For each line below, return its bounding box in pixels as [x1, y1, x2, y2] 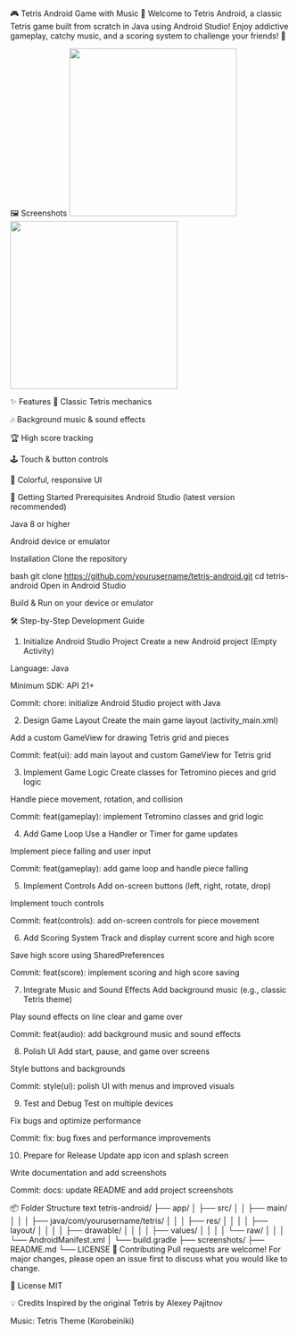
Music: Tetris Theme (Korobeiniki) [10, 1315, 135, 1326]
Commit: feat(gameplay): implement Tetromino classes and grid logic [10, 811, 264, 821]
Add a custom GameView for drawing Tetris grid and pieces [10, 733, 230, 743]
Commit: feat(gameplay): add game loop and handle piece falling [10, 863, 249, 873]
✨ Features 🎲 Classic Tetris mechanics [10, 396, 153, 406]
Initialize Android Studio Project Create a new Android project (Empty [22, 636, 277, 647]
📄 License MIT [10, 1280, 63, 1291]
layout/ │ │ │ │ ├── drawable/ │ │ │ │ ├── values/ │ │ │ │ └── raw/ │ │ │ [10, 1225, 285, 1236]
